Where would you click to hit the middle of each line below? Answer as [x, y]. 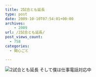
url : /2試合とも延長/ [25, 32]
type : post [16, 14]
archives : [15, 23]
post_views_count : [24, 37]
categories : [17, 46]
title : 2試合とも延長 [25, 10]
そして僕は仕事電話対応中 [66, 70]
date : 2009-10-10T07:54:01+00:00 [39, 19]
